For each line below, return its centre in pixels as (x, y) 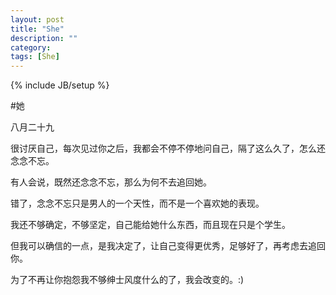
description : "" (44, 38)
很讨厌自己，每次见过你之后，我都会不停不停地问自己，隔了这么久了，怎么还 (168, 148)
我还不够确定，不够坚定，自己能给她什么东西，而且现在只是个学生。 (150, 225)
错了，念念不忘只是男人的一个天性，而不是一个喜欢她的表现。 (137, 203)
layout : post (37, 19)
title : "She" (37, 29)
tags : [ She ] (35, 57)
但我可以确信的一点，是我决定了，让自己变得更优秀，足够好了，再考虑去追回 (168, 246)
